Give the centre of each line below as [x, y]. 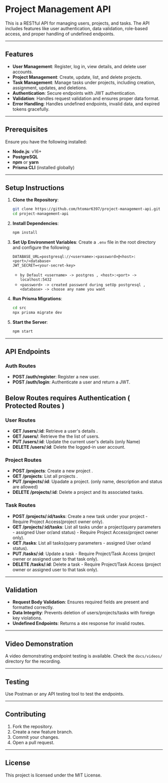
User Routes [20, 420]
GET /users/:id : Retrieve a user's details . [55, 431]
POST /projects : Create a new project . [53, 471]
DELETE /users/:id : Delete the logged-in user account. [69, 447]
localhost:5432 [35, 280]
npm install [25, 233]
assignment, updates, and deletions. [50, 88]
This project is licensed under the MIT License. [53, 775]
